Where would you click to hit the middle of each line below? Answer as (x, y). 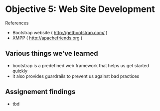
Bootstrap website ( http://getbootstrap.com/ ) (60, 32)
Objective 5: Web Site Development (80, 9)
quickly (20, 71)
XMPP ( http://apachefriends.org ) (47, 38)
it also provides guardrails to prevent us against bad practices (76, 76)
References (17, 23)
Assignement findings (40, 92)
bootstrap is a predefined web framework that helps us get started (81, 65)
